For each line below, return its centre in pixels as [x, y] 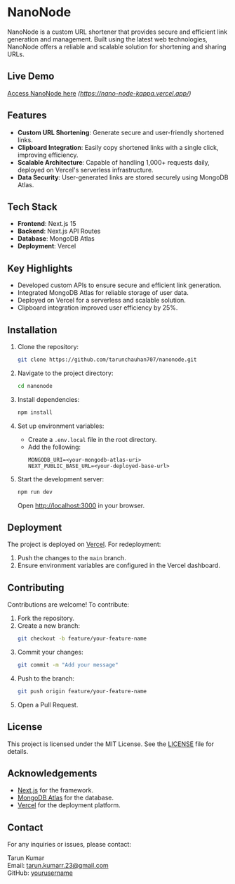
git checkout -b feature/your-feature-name [82, 639]
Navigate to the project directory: [65, 373]
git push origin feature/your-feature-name [82, 691]
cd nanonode [35, 386]
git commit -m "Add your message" [68, 665]
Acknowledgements [52, 773]
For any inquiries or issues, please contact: [69, 845]
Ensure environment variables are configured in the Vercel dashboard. [119, 566]
